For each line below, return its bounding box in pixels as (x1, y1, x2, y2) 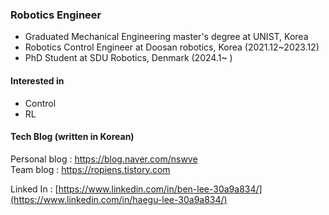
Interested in (10, 74, 65, 87)
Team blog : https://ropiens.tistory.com (10, 163, 171, 175)
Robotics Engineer (10, 8, 102, 22)
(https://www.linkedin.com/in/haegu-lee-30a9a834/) (10, 193, 228, 205)
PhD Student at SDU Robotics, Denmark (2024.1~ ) (24, 52, 233, 64)
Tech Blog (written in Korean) (10, 131, 135, 143)
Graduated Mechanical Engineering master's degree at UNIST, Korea (24, 31, 309, 43)
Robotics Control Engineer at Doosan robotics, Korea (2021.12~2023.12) (24, 41, 320, 53)
